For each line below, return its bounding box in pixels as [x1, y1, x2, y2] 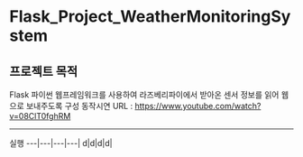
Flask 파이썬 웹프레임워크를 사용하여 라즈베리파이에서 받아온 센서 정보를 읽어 [9, 89, 280, 100]
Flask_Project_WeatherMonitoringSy [9, 6, 291, 27]
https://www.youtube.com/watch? [134, 101, 262, 111]
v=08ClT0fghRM [9, 111, 71, 121]
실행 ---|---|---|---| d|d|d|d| [9, 138, 113, 148]
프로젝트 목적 [9, 63, 78, 78]
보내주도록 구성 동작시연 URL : [25, 101, 133, 111]
